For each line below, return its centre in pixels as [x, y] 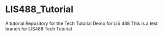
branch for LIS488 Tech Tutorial [39, 28]
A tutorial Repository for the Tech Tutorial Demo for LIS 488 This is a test [81, 23]
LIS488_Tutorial [39, 9]
